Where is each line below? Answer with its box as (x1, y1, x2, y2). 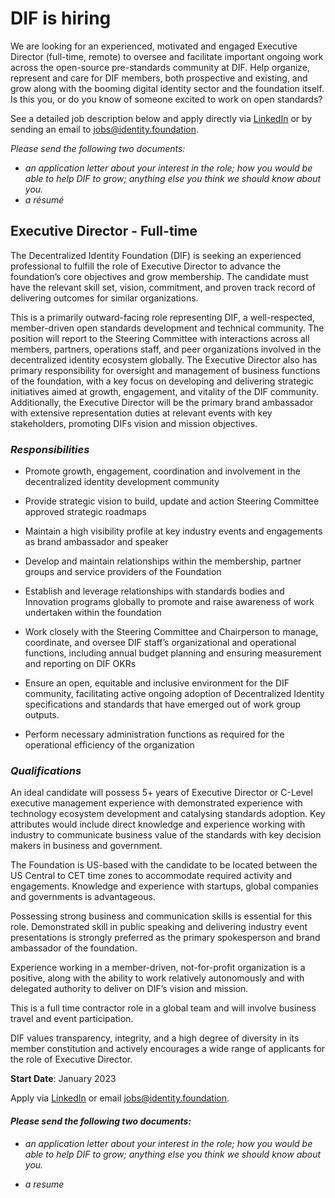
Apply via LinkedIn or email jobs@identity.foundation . (10, 1092, 230, 1104)
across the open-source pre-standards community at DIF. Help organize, (10, 61, 311, 73)
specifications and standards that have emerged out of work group (24, 698, 302, 711)
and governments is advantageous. (10, 891, 156, 903)
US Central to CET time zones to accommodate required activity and (10, 870, 292, 882)
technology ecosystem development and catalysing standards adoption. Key (10, 808, 326, 820)
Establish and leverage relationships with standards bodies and (24, 585, 285, 597)
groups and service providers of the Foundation (24, 566, 222, 578)
